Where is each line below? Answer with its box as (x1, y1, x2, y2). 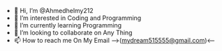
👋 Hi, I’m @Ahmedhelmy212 (13, 7, 94, 14)
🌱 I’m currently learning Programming (13, 21, 122, 29)
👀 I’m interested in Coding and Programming (13, 14, 142, 22)
